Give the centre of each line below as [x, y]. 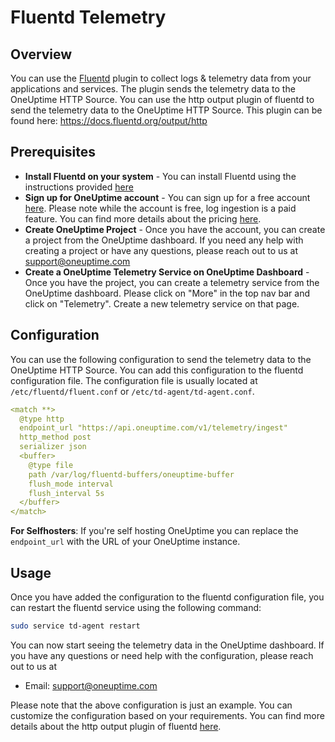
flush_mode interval [71, 484]
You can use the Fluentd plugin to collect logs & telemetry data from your [161, 78]
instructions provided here [79, 187]
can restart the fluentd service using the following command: [136, 607]
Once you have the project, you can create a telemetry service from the [172, 282]
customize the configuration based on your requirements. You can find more [167, 715]
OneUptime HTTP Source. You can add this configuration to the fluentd [157, 370]
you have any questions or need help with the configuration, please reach [162, 655]
